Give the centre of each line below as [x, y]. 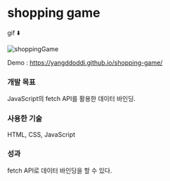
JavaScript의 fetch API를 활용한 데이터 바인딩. [71, 99]
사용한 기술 [25, 119]
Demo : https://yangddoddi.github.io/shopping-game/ [85, 62]
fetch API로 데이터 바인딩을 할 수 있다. [60, 170]
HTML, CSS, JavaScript [41, 134]
